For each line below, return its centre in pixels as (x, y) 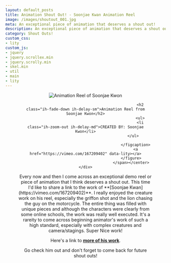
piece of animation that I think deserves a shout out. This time (85, 182)
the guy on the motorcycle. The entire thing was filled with (85, 203)
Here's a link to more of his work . (85, 240)
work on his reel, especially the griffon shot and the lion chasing (85, 198)
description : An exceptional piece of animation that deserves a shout (83, 29)
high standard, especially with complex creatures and (85, 225)
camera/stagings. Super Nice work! (85, 230)
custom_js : (17, 48)
